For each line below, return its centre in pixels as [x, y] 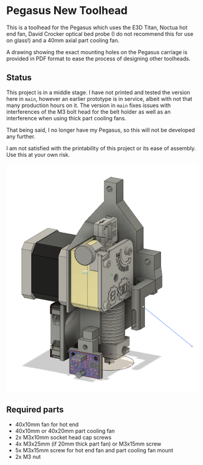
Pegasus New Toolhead [67, 11]
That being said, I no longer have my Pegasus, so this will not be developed [101, 130]
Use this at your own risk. [38, 154]
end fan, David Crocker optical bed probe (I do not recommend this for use [100, 33]
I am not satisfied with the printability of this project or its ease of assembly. [101, 148]
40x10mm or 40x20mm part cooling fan [65, 431]
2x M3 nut [28, 456]
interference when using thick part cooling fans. [66, 118]
